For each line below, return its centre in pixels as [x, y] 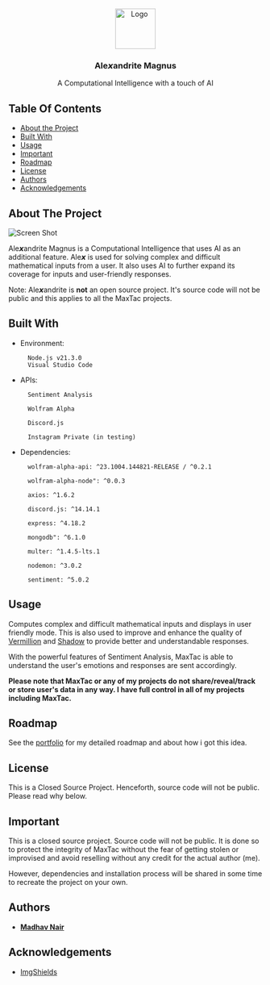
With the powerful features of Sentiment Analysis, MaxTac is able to [121, 657]
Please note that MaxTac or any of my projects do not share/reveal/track [132, 681]
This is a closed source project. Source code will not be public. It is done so [134, 841]
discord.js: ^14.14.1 [64, 509]
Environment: [42, 343]
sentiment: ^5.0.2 [58, 580]
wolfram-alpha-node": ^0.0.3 [77, 481]
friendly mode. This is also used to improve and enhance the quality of [125, 632]
